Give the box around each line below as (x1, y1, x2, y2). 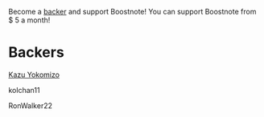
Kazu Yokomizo (8, 70, 60, 79)
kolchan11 (8, 85, 40, 95)
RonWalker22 (8, 100, 52, 111)
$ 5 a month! (8, 15, 51, 25)
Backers (8, 43, 64, 62)
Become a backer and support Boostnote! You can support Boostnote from (8, 7, 257, 16)
